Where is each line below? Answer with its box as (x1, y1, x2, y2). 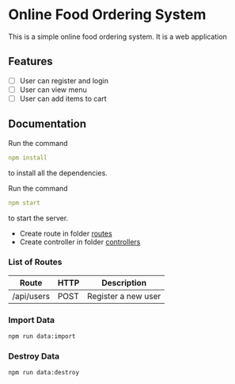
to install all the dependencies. (8, 168, 108, 178)
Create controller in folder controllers (19, 236, 141, 247)
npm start (8, 198, 41, 207)
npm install (8, 153, 47, 162)
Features (8, 55, 53, 68)
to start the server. (8, 213, 69, 223)
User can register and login (19, 75, 109, 85)
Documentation (8, 117, 87, 131)
